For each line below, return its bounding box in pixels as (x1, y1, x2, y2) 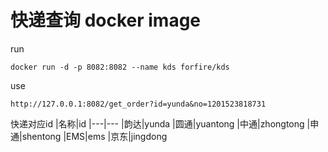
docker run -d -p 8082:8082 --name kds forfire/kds (10, 62, 230, 72)
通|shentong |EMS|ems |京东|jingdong (10, 130, 168, 142)
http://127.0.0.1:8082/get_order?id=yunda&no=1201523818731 (10, 99, 267, 109)
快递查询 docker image (10, 9, 202, 32)
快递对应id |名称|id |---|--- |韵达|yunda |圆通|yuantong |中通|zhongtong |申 (10, 117, 320, 130)
